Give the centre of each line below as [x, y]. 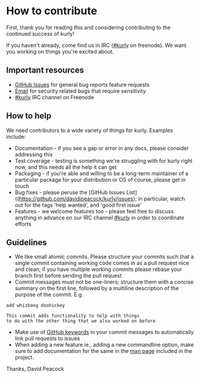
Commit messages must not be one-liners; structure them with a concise [104, 282]
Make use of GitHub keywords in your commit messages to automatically [104, 332]
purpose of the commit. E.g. [49, 295]
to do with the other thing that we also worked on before [81, 321]
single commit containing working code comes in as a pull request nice [102, 263]
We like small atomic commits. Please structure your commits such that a [104, 257]
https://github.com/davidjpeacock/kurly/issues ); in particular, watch [102, 199]
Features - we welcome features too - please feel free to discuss [94, 211]
